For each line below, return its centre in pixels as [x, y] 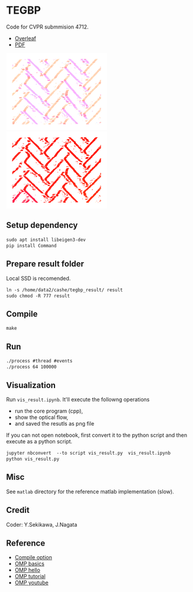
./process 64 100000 [32, 367]
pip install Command [32, 245]
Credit [18, 510]
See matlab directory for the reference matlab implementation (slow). [90, 492]
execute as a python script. [39, 441]
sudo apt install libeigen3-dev [46, 240]
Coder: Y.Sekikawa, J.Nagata [42, 524]
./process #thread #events [39, 361]
